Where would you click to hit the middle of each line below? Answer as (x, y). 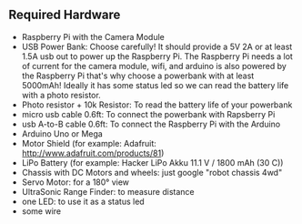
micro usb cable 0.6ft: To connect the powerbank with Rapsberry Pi (148, 114)
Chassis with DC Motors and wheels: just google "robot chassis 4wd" (152, 172)
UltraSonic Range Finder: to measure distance (108, 191)
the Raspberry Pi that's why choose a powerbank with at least (138, 76)
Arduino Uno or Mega (62, 133)
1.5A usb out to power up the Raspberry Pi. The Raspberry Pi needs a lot (157, 56)
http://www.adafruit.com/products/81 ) (93, 153)
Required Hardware (65, 15)
